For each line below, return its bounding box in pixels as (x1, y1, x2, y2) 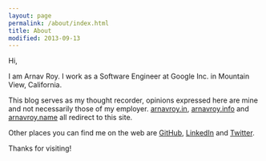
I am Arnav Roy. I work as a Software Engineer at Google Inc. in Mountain (8, 71, 250, 81)
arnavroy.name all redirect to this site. (8, 113, 133, 123)
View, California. (8, 80, 62, 90)
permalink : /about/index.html (8, 19, 110, 27)
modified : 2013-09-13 (8, 34, 81, 42)
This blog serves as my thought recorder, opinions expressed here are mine (8, 95, 259, 105)
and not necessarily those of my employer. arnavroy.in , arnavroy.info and (8, 104, 250, 114)
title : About (8, 26, 52, 34)
